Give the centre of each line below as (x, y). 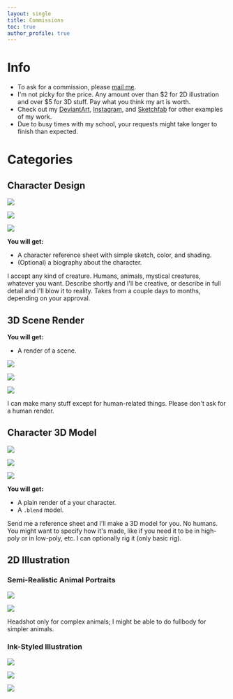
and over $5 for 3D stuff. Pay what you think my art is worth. (104, 102)
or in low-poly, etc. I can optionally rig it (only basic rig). (102, 538)
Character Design (46, 185)
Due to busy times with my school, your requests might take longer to (117, 124)
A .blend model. (40, 510)
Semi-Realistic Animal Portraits (61, 580)
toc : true (22, 27)
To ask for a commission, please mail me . (77, 87)
